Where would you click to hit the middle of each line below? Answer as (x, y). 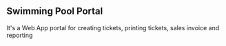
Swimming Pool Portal (55, 11)
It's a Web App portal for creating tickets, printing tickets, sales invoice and (113, 27)
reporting (20, 35)
